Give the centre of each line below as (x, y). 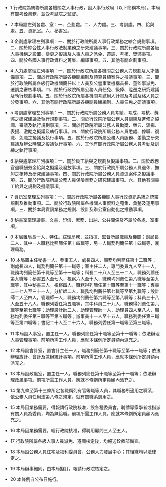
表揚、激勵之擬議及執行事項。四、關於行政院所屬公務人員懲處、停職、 (82, 131)
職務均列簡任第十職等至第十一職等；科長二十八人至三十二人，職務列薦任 (85, 273)
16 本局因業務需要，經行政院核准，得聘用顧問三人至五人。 (70, 431)
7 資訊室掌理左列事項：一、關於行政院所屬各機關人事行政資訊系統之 (80, 197)
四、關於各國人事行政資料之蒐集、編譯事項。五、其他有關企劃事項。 (80, 60)
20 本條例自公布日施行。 (35, 479)
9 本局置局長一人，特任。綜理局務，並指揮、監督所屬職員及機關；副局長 (85, 237)
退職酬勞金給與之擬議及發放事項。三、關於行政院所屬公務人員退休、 (85, 167)
